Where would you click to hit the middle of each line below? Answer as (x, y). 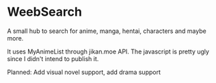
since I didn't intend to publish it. (53, 58)
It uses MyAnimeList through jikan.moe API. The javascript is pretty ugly (108, 51)
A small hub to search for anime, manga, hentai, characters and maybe (107, 31)
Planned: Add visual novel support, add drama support (84, 72)
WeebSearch (44, 12)
